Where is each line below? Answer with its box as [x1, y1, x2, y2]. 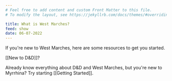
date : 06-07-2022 [5, 31, 42, 36]
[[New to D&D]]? [5, 55, 40, 61]
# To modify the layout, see [5, 12, 68, 17]
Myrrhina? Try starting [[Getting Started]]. [5, 70, 94, 76]
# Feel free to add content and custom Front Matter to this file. [5, 7, 153, 13]
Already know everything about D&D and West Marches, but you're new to [5, 65, 162, 71]
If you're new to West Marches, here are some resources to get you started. [5, 45, 165, 51]
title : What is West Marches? [5, 21, 70, 26]
